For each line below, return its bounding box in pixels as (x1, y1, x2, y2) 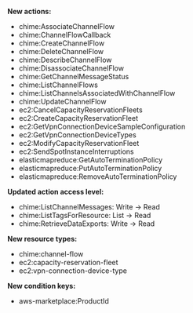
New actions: (7, 7, 52, 16)
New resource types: (7, 235, 78, 243)
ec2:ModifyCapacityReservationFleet (18, 139, 140, 147)
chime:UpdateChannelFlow (18, 97, 107, 106)
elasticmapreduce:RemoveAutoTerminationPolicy (18, 172, 177, 181)
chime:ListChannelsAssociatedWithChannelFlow (18, 89, 176, 97)
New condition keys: (7, 282, 76, 290)
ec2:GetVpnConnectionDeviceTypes (18, 130, 137, 140)
